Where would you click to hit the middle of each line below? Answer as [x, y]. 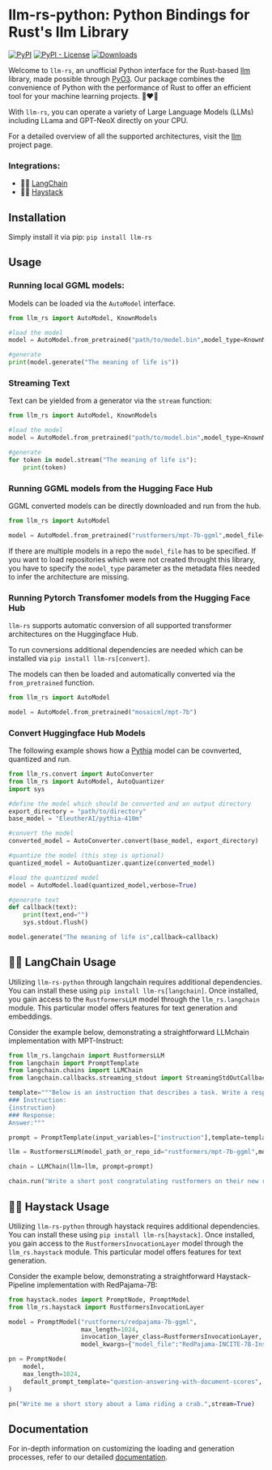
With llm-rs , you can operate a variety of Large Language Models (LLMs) [131, 112]
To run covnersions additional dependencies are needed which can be [126, 650]
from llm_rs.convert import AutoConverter [81, 774]
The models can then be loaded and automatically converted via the [122, 674]
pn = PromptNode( [38, 1359]
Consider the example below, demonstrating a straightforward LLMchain [129, 1032]
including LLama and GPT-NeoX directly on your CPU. [98, 120]
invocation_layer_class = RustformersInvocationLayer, [172, 1337]
